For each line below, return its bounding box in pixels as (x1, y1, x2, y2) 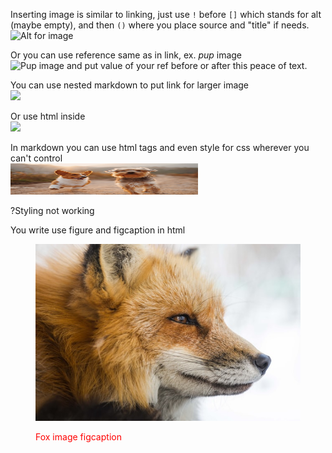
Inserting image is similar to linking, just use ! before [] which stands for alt (10, 9, 322, 20)
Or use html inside (10, 110, 86, 122)
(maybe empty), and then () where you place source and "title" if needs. (10, 19, 310, 31)
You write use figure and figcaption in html (10, 224, 186, 236)
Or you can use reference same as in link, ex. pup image (10, 49, 243, 61)
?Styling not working (10, 205, 95, 216)
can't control (10, 152, 63, 164)
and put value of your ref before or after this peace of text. (66, 60, 308, 71)
